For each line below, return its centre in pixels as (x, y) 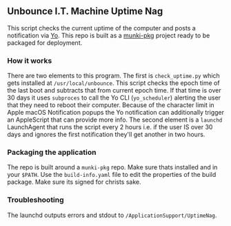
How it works (30, 60)
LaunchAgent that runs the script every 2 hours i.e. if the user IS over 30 (110, 127)
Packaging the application (52, 153)
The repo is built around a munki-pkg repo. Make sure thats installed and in (112, 167)
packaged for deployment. (45, 43)
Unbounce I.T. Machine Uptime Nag (85, 11)
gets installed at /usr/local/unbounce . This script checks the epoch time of (113, 83)
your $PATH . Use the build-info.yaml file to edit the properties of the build (112, 175)
